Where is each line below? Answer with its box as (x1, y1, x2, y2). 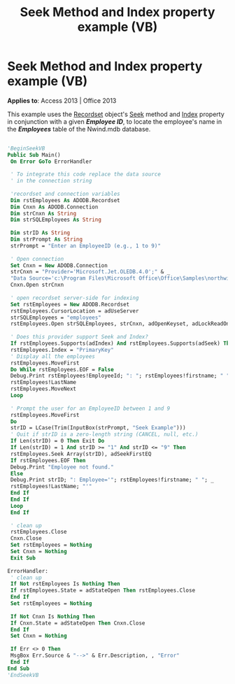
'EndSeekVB (7, 671, 39, 678)
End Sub (7, 665, 30, 672)
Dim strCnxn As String (10, 210, 77, 217)
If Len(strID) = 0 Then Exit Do (10, 438, 105, 445)
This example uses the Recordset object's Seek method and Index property (7, 110, 225, 118)
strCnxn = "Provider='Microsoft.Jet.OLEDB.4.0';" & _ (10, 269, 171, 276)
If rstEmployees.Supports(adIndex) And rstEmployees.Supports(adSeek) (10, 340, 220, 347)
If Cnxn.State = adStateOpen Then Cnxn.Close (10, 620, 145, 627)
